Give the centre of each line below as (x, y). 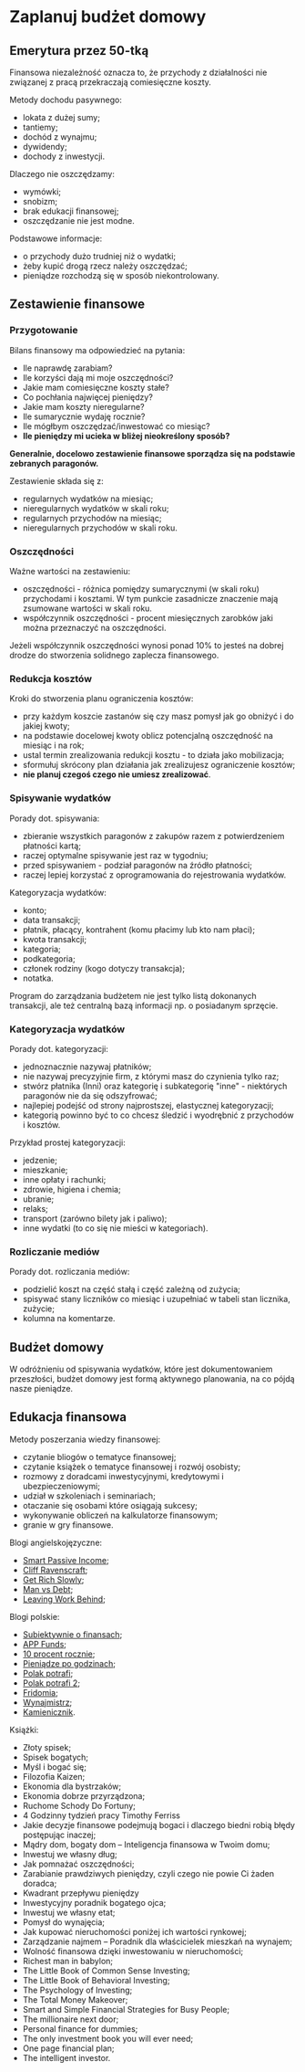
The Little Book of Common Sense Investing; (106, 1971)
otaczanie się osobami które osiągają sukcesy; (110, 1505)
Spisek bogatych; (56, 1757)
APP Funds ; (44, 1644)
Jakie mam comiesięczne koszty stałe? (96, 387)
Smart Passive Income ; (66, 1560)
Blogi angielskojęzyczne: (56, 1542)
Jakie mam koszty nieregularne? (83, 406)
